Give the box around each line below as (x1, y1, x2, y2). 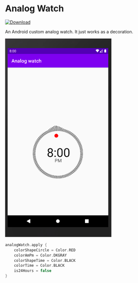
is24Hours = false (14, 268, 52, 273)
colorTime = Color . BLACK (14, 263, 65, 268)
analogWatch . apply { (5, 242, 48, 247)
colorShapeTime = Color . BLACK (14, 258, 76, 263)
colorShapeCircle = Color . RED (14, 248, 76, 253)
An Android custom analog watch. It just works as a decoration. (5, 28, 134, 34)
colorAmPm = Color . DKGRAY (14, 253, 67, 258)
